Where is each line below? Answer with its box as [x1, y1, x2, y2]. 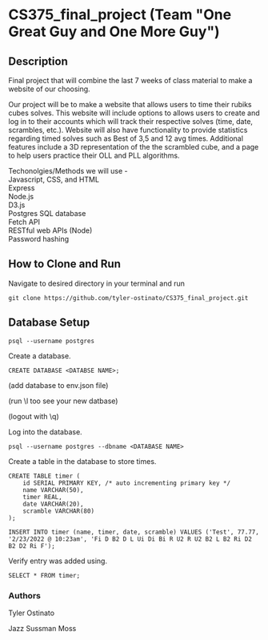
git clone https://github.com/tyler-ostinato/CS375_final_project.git [8, 294, 249, 302]
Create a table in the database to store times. [8, 456, 157, 466]
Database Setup [8, 316, 90, 330]
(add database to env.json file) [8, 380, 109, 390]
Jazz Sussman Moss [8, 623, 77, 633]
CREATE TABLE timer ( [8, 472, 81, 480]
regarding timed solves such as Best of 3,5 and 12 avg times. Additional [8, 134, 244, 143]
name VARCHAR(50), [22, 486, 84, 494]
